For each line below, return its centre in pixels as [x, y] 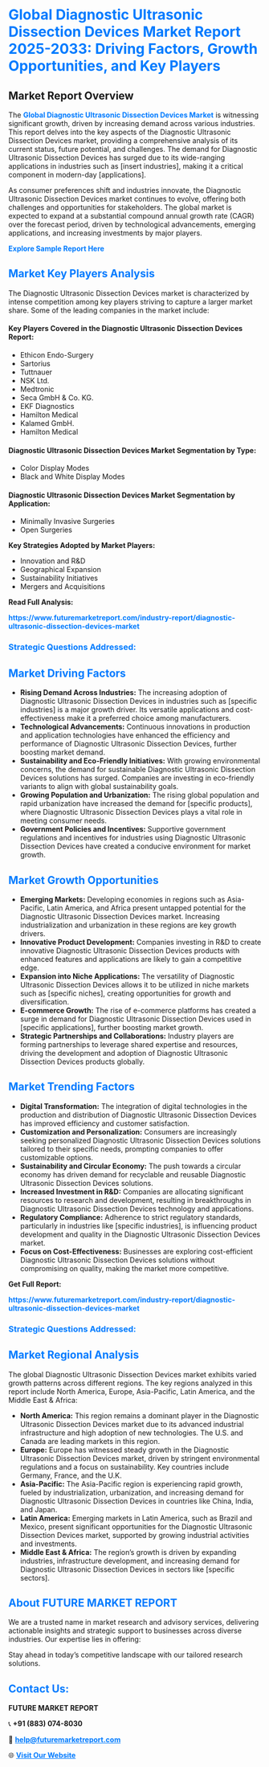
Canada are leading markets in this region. [90, 1441]
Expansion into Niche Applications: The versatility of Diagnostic [127, 976]
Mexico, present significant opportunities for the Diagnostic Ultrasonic [136, 1526]
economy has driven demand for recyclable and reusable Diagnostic [133, 1174]
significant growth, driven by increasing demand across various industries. [132, 123]
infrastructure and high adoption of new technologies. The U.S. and [131, 1433]
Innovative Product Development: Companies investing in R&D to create [141, 942]
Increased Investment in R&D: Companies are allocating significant [132, 1192]
